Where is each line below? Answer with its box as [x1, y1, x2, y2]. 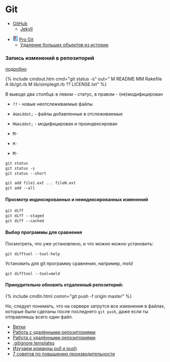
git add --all [5, 186, 36, 191]
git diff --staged [5, 213, 44, 218]
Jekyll [20, 25, 33, 32]
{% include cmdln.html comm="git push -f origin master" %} [5, 293, 132, 299]
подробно [5, 66, 27, 72]
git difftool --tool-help [5, 251, 60, 257]
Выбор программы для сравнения [5, 229, 82, 235]
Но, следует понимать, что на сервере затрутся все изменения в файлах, [5, 303, 166, 309]
